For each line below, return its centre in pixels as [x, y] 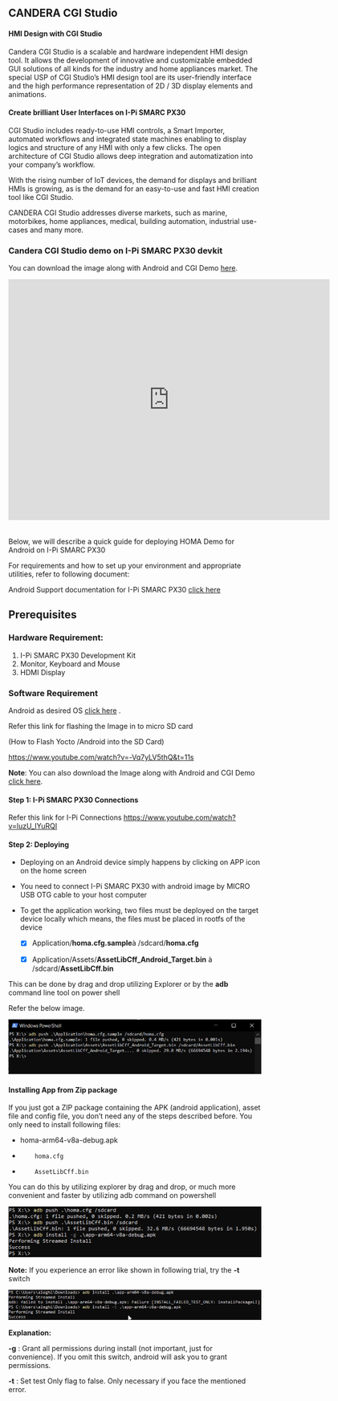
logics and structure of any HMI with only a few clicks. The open [115, 147]
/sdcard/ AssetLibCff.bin [73, 968]
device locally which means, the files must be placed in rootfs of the [132, 919]
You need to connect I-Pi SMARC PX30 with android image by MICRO [135, 886]
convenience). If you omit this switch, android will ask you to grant [118, 1357]
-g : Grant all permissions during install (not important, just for [110, 1348]
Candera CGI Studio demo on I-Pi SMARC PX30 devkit [116, 250]
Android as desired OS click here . [65, 711]
